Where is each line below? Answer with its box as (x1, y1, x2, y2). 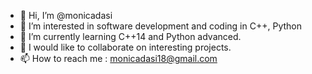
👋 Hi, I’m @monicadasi (19, 10, 113, 21)
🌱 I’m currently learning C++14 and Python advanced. (19, 31, 242, 42)
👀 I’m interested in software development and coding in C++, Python (19, 20, 302, 32)
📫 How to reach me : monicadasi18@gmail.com (19, 53, 218, 64)
